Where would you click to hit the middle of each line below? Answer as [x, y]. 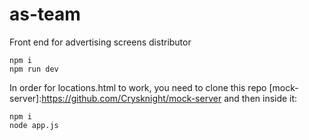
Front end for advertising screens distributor [100, 42]
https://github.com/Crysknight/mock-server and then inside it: [169, 98]
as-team [45, 14]
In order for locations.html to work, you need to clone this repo [138, 87]
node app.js [34, 125]
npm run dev [34, 69]
